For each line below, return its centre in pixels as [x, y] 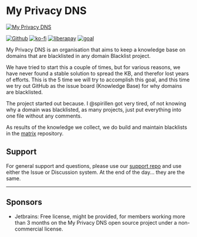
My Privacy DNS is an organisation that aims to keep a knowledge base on [96, 49]
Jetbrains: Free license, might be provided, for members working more [100, 216]
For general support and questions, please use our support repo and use [94, 166]
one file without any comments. [44, 116]
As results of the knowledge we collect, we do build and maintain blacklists [97, 127]
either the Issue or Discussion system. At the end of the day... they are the [96, 172]
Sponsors [24, 202]
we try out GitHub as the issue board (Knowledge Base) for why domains [94, 85]
